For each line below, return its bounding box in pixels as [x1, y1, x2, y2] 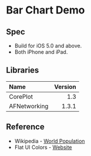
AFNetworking [9, 102, 48, 110]
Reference [6, 122, 45, 132]
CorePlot [9, 92, 33, 100]
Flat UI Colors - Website [14, 144, 72, 151]
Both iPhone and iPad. [14, 48, 68, 56]
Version [54, 82, 77, 91]
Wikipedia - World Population [14, 137, 85, 144]
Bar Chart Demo [6, 4, 85, 17]
